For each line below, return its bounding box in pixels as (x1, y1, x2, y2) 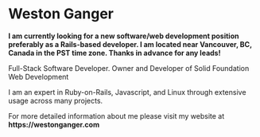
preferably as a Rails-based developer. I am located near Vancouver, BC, (8, 39, 252, 49)
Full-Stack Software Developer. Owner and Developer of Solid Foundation (8, 63, 250, 72)
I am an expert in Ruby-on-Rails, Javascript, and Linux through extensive (8, 87, 246, 96)
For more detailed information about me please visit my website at (8, 111, 225, 120)
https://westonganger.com (8, 119, 100, 129)
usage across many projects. (8, 96, 103, 105)
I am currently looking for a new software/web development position (8, 31, 239, 41)
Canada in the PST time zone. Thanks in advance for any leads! (8, 48, 221, 57)
